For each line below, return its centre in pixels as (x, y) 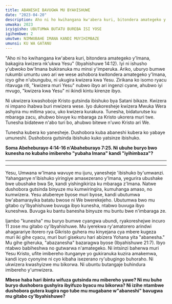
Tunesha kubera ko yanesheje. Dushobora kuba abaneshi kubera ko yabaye (85, 132)
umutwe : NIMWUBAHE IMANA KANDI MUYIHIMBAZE (52, 39)
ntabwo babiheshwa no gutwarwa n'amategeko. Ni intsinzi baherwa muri (82, 248)
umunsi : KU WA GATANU (28, 44)
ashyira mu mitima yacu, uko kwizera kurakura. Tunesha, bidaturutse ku (81, 111)
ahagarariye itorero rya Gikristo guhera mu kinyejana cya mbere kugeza (81, 232)
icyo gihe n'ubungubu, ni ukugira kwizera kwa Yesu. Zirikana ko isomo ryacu (86, 79)
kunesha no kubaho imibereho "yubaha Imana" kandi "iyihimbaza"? (79, 153)
